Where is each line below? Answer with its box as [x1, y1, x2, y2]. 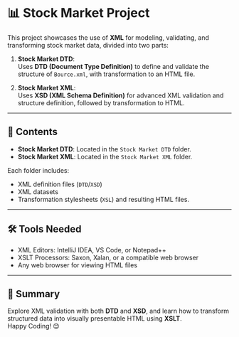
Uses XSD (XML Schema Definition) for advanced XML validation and [17, 91, 224, 100]
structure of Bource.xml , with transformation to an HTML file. [17, 70, 196, 78]
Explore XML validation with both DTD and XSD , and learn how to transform [7, 306, 230, 316]
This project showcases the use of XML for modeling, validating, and [7, 33, 210, 42]
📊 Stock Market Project [7, 5, 150, 21]
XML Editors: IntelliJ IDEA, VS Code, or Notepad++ [17, 245, 167, 254]
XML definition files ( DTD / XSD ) [17, 180, 103, 188]
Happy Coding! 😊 [7, 322, 60, 331]
